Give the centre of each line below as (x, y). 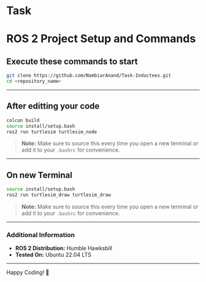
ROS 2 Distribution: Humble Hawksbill (63, 248)
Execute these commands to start (72, 61)
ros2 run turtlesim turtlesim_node (52, 132)
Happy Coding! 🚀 (28, 272)
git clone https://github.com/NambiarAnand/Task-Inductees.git (89, 76)
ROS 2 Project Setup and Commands (101, 39)
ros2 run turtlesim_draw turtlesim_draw (59, 195)
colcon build (23, 120)
